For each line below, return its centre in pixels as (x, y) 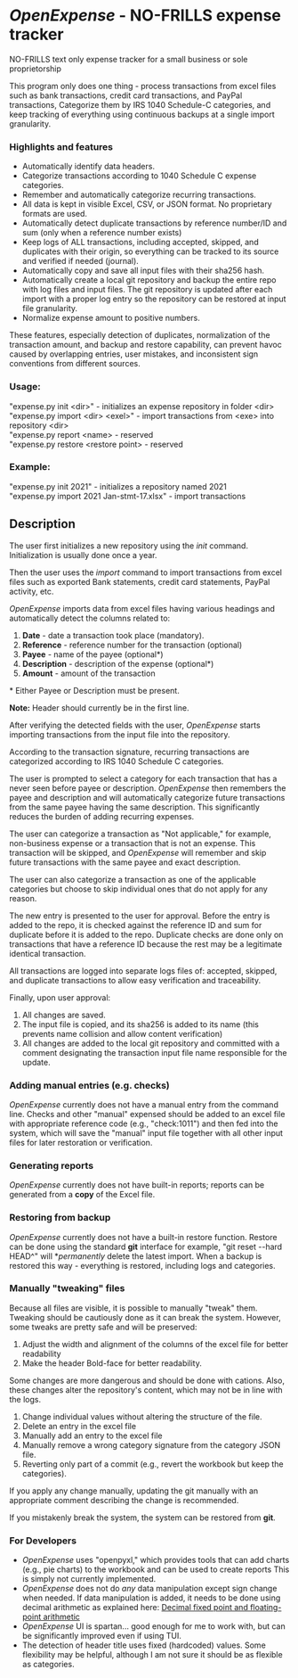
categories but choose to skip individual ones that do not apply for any (139, 889)
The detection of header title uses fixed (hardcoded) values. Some (144, 1645)
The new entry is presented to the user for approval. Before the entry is (140, 916)
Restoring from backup (60, 1218)
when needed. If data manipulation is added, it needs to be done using (151, 1598)
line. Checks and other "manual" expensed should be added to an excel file (147, 1114)
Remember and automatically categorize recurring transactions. (139, 195)
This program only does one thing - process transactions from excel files (143, 86)
